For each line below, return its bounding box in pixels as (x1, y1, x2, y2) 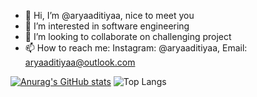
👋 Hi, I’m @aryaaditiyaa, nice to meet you (24, 10, 195, 21)
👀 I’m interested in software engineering (24, 20, 190, 32)
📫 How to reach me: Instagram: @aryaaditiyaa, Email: (24, 42, 248, 54)
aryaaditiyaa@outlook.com (24, 56, 136, 68)
